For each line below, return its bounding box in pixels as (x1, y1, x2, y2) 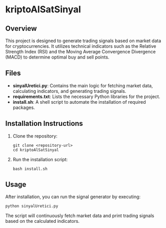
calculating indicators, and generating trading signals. (12, 88, 127, 94)
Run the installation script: (12, 156, 68, 162)
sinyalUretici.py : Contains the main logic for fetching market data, (12, 82, 153, 88)
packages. (12, 104, 35, 110)
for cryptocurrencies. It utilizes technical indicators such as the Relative (5, 43, 156, 49)
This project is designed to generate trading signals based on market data (5, 37, 161, 44)
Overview (5, 24, 37, 33)
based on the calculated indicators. (5, 218, 80, 224)
